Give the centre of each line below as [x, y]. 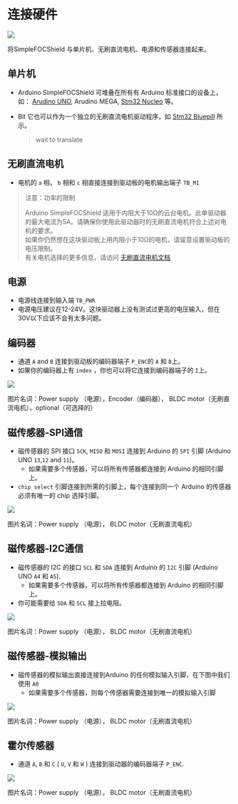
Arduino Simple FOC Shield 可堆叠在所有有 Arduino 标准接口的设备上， [120, 92]
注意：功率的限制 [50, 198]
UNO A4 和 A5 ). [39, 576]
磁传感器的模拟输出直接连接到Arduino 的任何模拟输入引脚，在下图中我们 [124, 674]
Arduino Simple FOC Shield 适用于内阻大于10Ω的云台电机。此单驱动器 [125, 213]
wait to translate [59, 139]
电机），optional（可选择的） [55, 408]
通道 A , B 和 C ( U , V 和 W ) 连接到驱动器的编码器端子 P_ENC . [101, 764]
